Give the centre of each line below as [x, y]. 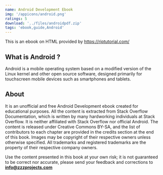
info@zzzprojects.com [29, 167]
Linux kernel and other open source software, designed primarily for [74, 74]
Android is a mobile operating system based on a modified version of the [78, 68]
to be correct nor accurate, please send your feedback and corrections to [79, 162]
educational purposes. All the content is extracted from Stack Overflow [76, 111]
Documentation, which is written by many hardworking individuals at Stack [80, 116]
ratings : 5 [16, 19]
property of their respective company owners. [51, 147]
